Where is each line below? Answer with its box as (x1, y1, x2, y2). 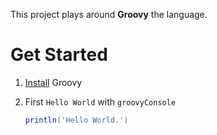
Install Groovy (24, 76, 83, 88)
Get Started (10, 44, 108, 66)
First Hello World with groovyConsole (24, 95, 177, 108)
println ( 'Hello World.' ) (24, 115, 129, 125)
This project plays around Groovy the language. (10, 9, 208, 20)
